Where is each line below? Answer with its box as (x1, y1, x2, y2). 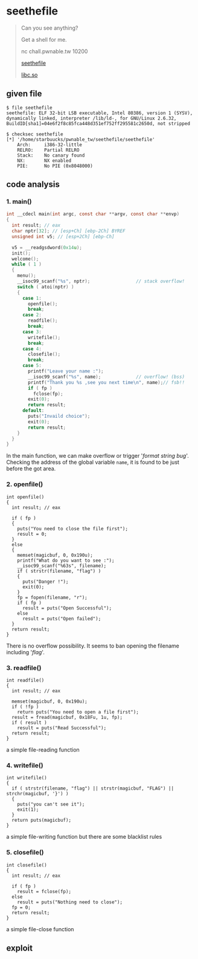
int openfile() (6, 494, 45, 500)
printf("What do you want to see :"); (17, 558, 115, 564)
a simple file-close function (6, 925, 74, 932)
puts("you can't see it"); (17, 801, 85, 808)
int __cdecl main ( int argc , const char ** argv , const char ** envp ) (6, 211, 180, 217)
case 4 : (22, 346, 42, 352)
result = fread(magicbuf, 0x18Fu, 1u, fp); (11, 714, 123, 720)
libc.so (21, 71, 38, 78)
